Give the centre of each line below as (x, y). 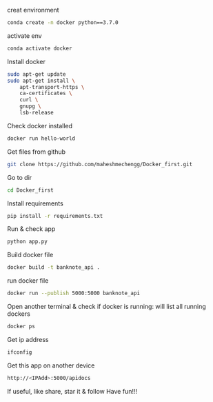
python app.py (28, 242)
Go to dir (20, 177)
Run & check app (31, 229)
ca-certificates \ (46, 93)
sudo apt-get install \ (41, 81)
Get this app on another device (51, 365)
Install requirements (35, 203)
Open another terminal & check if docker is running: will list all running (107, 306)
